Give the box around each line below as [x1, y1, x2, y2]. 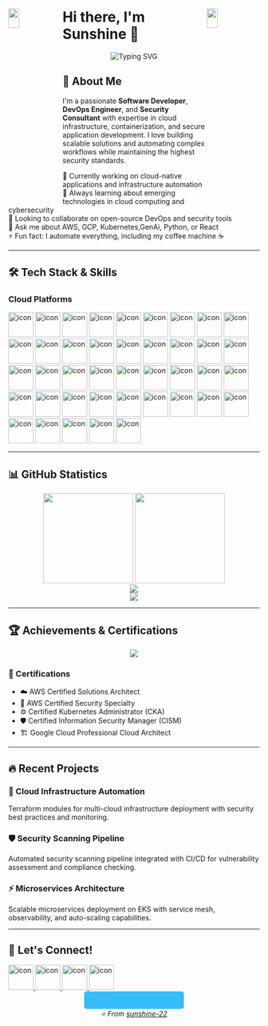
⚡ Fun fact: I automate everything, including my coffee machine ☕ [8, 230, 225, 240]
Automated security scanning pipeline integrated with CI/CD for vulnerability [8, 854, 259, 864]
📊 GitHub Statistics [8, 467, 108, 481]
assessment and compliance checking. [8, 863, 137, 872]
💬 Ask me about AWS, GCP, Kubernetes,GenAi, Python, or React [8, 222, 219, 231]
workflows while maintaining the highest [62, 146, 195, 156]
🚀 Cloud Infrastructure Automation [8, 785, 145, 796]
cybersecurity [8, 205, 54, 214]
